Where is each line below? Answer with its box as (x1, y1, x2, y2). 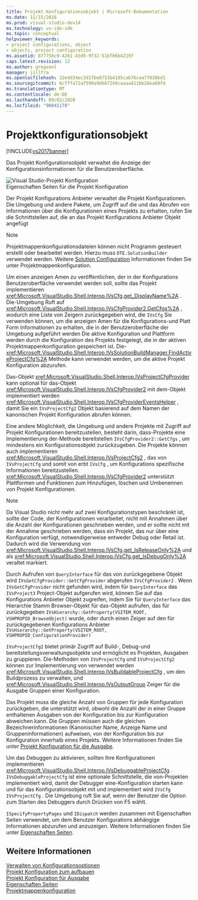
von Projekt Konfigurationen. (6, 486, 76, 493)
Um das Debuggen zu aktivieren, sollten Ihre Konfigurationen (6, 755, 155, 762)
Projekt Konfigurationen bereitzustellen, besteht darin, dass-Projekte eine (6, 429, 186, 436)
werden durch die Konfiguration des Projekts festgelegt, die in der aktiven (6, 337, 186, 344)
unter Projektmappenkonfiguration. (6, 262, 92, 269)
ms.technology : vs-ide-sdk (6, 25, 73, 31)
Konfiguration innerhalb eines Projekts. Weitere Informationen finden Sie (6, 737, 183, 744)
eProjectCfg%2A (6, 356, 47, 363)
